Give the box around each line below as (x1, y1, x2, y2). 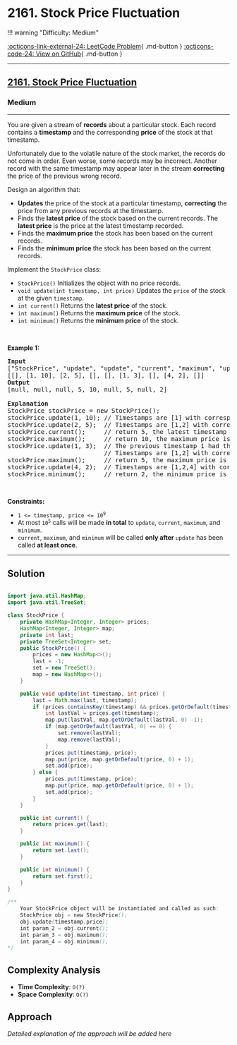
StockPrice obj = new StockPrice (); (20, 912, 128, 919)
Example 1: (7, 344, 40, 352)
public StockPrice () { (20, 644, 87, 652)
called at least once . (17, 540, 78, 549)
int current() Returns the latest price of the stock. (17, 301, 168, 310)
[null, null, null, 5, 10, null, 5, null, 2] (7, 385, 168, 393)
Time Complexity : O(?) (17, 983, 86, 991)
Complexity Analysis (7, 964, 101, 976)
